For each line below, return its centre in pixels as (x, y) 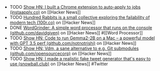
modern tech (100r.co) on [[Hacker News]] (53, 22)
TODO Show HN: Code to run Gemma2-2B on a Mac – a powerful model (82, 38)
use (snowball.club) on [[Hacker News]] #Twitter (59, 64)
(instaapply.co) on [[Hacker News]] (45, 12)
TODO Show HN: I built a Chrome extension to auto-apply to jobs (75, 7)
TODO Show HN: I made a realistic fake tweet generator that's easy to (80, 59)
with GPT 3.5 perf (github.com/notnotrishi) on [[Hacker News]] (73, 43)
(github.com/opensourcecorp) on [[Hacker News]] (60, 53)
